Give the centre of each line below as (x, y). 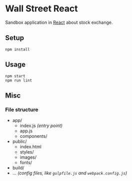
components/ (33, 136)
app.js (26, 131)
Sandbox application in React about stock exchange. (59, 22)
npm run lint (19, 80)
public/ (20, 141)
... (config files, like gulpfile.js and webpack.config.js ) (70, 173)
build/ (18, 168)
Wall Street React (42, 9)
